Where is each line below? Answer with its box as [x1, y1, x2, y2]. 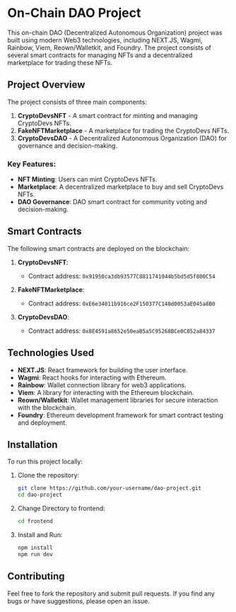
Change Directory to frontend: [17, 504, 106, 513]
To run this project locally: [7, 457, 83, 466]
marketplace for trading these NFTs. [7, 58, 113, 66]
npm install [17, 544, 53, 552]
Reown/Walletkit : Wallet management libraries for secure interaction [17, 396, 218, 404]
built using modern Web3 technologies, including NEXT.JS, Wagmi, [7, 35, 203, 44]
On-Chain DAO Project [7, 5, 141, 21]
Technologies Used [7, 347, 94, 359]
